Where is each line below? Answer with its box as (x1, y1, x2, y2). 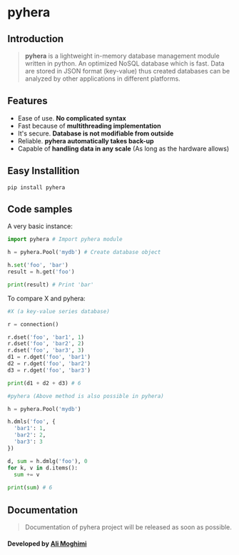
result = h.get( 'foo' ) (7, 268, 75, 275)
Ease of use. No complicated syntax (17, 113, 126, 122)
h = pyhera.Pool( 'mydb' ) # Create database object (7, 249, 161, 256)
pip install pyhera (7, 183, 66, 191)
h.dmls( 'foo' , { (7, 418, 56, 425)
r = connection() (7, 320, 59, 328)
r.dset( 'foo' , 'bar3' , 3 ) (7, 347, 84, 354)
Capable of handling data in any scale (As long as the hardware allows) (17, 144, 230, 153)
